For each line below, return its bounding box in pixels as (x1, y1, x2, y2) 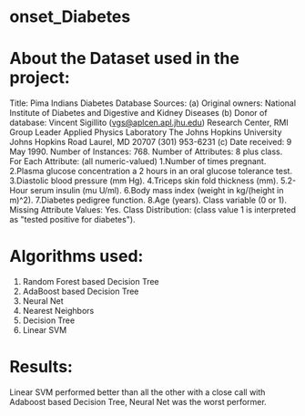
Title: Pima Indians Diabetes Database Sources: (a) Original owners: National (9, 98, 297, 109)
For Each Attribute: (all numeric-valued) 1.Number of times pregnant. (9, 156, 267, 167)
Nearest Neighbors (22, 306, 95, 317)
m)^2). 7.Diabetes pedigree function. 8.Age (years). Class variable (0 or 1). (9, 194, 287, 206)
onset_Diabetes (9, 6, 131, 27)
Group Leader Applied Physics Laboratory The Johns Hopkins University (9, 127, 282, 138)
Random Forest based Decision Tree (22, 276, 159, 287)
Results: (9, 357, 73, 378)
